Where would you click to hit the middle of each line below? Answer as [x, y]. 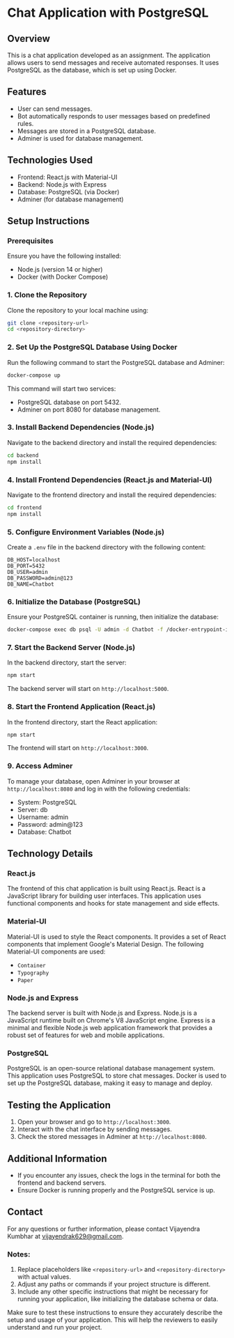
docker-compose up [34, 375]
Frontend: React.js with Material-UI [67, 177]
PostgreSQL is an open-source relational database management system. [111, 1068]
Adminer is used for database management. [80, 138]
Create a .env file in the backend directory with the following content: [107, 547]
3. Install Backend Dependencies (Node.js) [81, 428]
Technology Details [50, 854]
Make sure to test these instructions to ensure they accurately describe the [115, 1313]
